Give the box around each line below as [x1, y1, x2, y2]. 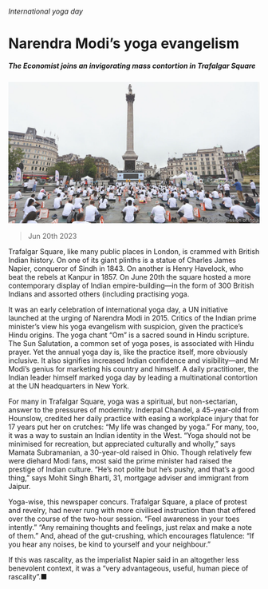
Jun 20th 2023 [27, 232, 77, 241]
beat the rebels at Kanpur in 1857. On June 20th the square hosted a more [8, 273, 251, 282]
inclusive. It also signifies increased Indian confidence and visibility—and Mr [8, 356, 259, 365]
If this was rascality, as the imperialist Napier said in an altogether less [8, 555, 239, 565]
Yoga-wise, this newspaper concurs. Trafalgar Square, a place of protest [8, 497, 247, 507]
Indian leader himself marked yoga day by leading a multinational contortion [8, 372, 258, 383]
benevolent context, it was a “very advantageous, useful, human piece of [8, 563, 249, 573]
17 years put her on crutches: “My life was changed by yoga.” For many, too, [8, 422, 259, 432]
